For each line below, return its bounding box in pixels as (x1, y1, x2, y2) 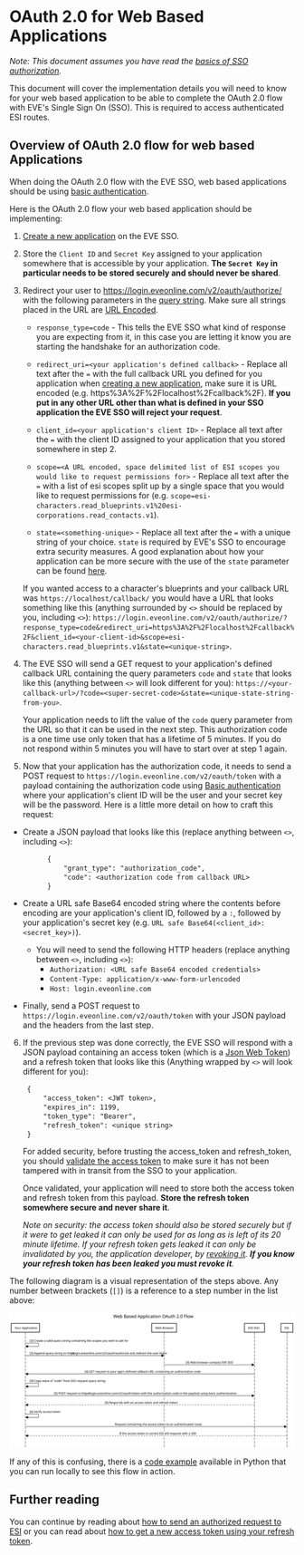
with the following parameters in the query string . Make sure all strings (22, 295, 287, 305)
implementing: (9, 213, 63, 224)
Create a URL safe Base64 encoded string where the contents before (22, 897, 281, 908)
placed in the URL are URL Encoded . (22, 304, 158, 314)
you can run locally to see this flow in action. (9, 1465, 176, 1476)
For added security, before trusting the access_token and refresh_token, (22, 1145, 292, 1156)
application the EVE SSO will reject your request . (35, 406, 223, 418)
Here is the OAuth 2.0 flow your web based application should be (9, 203, 252, 214)
